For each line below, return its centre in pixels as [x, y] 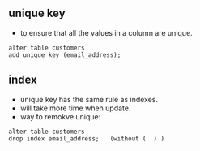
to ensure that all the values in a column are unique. [106, 32]
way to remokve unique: [60, 116]
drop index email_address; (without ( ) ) [86, 138]
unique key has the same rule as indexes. [89, 99]
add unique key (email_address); [65, 55]
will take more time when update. [75, 108]
